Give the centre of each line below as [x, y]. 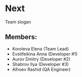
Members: [21, 37]
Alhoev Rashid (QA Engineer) [41, 69]
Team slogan [18, 22]
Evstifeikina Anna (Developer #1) [45, 54]
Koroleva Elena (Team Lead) [41, 48]
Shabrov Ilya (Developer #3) [41, 64]
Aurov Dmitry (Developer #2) [41, 59]
